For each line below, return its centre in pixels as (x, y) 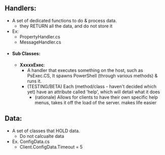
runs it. (34, 81)
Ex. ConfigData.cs (31, 141)
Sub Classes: (26, 54)
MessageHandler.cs (40, 42)
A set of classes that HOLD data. (46, 131)
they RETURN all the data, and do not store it (66, 26)
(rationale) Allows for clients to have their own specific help (96, 97)
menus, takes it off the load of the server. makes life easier (96, 103)
